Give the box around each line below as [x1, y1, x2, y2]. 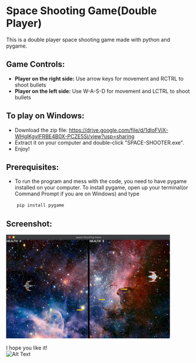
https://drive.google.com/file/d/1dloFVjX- [68, 126, 169, 134]
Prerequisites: [6, 162, 59, 172]
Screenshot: [6, 219, 52, 229]
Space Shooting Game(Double [6, 4, 157, 18]
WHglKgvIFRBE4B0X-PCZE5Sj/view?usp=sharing [14, 132, 135, 139]
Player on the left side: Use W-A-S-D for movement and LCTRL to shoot [14, 87, 190, 95]
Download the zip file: [14, 126, 68, 134]
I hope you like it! [6, 344, 48, 351]
